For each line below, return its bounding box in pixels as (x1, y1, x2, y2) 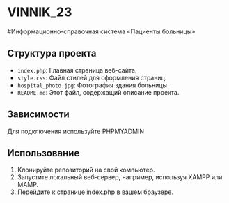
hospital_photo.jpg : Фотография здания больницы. (17, 81, 169, 89)
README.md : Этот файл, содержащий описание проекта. (17, 88, 180, 96)
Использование (7, 147, 80, 159)
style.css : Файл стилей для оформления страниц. (17, 73, 167, 82)
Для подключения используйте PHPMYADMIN (7, 127, 145, 135)
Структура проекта (7, 47, 97, 59)
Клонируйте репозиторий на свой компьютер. (17, 165, 155, 174)
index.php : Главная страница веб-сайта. (17, 66, 137, 74)
